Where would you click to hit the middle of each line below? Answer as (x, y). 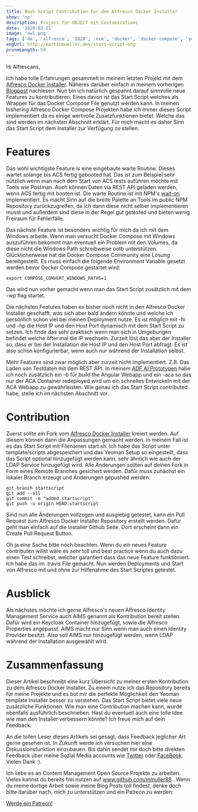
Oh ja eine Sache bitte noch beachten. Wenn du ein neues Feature (86, 544)
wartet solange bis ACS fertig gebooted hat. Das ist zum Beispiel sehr (90, 174)
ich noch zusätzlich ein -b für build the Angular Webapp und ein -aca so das (99, 374)
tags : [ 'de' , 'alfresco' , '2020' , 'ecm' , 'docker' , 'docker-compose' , (95, 39)
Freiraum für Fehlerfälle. (35, 218)
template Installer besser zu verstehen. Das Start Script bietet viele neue (94, 700)
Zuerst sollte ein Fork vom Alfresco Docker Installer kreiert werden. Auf (93, 433)
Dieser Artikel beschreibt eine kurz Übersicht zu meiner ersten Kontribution (97, 681)
